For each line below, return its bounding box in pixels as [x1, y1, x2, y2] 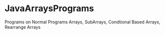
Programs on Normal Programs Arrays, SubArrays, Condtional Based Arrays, [4, 19, 161, 25]
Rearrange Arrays [4, 24, 41, 30]
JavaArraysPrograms [4, 3, 94, 14]
